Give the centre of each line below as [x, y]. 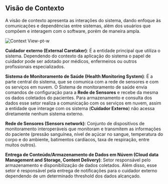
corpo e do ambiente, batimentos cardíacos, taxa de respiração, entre [77, 139]
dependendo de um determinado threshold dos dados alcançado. [73, 176]
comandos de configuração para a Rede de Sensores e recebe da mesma [82, 92]
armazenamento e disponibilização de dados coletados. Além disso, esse [81, 165]
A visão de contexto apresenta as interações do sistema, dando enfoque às [83, 20]
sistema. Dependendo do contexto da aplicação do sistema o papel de [78, 56]
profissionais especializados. [35, 66]
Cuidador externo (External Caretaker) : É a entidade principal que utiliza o [83, 50]
